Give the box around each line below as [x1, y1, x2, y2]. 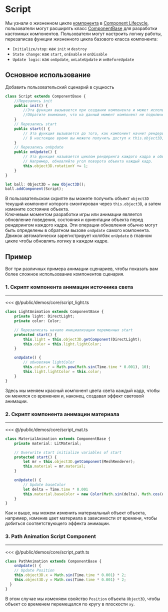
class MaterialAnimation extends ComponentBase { [5, 436, 111, 441]
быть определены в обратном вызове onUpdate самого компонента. [5, 227, 150, 233]
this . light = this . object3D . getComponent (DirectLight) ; [23, 336, 142, 342]
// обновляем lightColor [23, 360, 75, 365]
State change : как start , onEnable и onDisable [12, 51, 107, 57]
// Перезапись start [14, 121, 57, 126]
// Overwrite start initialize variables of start [14, 450, 122, 455]
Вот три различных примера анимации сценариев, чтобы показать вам [5, 266, 158, 272]
